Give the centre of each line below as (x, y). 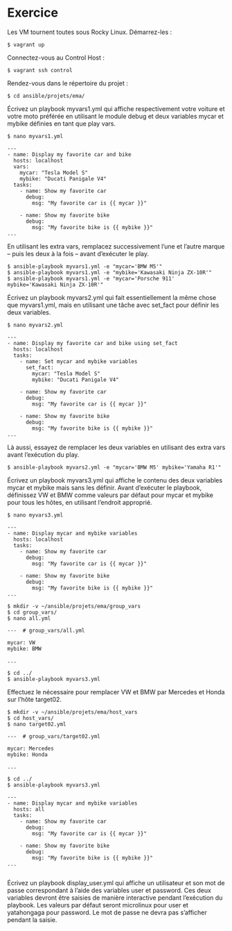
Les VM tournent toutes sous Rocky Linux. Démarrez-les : (90, 32)
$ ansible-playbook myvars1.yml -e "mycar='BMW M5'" (85, 266)
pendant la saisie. (32, 920)
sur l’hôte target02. (35, 699)
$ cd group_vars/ (32, 612)
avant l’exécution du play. (43, 454)
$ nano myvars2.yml (35, 325)
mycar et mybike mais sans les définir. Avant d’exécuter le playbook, (105, 487)
